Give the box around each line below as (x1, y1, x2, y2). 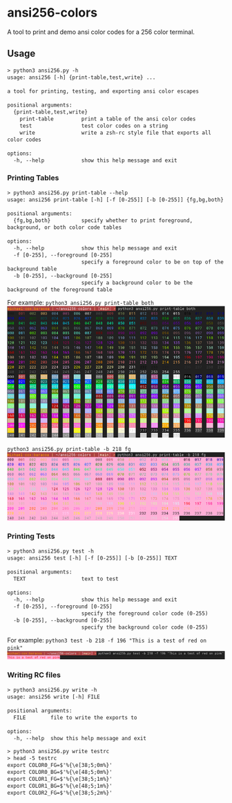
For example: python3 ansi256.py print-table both (7, 299, 154, 307)
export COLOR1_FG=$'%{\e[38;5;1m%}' (7, 776, 113, 783)
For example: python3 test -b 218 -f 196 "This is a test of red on (7, 636, 207, 644)
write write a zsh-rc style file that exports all (19, 129, 212, 136)
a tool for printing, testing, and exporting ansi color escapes (7, 88, 199, 95)
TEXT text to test (13, 575, 119, 582)
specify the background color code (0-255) (81, 624, 209, 631)
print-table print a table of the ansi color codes (19, 116, 196, 122)
